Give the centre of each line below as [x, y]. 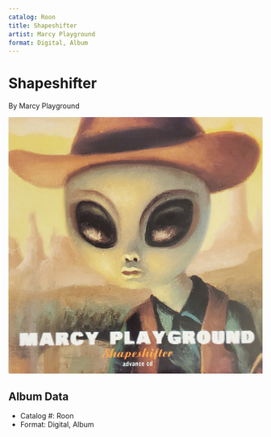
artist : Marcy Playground [52, 34]
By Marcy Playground [44, 106]
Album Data [39, 396]
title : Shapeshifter [43, 25]
